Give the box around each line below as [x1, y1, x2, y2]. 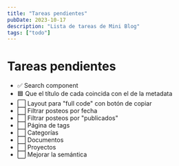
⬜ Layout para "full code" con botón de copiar [17, 99, 152, 108]
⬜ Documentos [17, 136, 64, 144]
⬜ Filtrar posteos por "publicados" [17, 114, 118, 122]
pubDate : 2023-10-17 [7, 16, 67, 23]
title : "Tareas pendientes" [7, 10, 88, 17]
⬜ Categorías [17, 128, 59, 137]
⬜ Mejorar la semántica [17, 150, 87, 158]
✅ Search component [17, 82, 78, 90]
